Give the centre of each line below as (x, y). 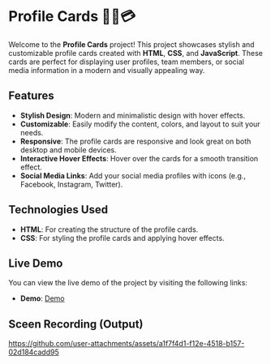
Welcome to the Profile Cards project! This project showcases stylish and (131, 44)
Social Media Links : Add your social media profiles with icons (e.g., (133, 175)
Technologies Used (58, 210)
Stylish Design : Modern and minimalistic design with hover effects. (133, 115)
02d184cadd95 (34, 352)
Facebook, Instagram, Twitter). (71, 184)
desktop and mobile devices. (69, 150)
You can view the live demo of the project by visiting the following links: (128, 283)
